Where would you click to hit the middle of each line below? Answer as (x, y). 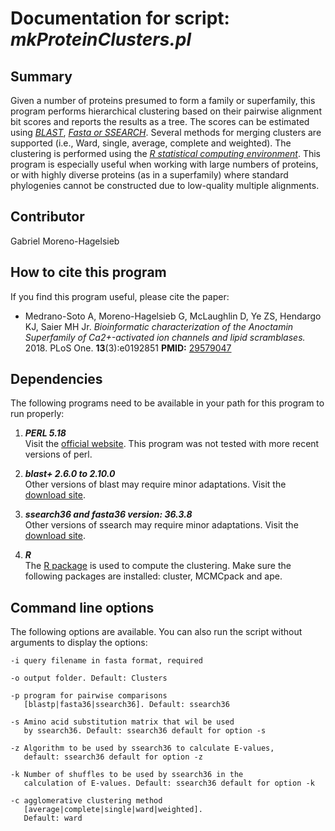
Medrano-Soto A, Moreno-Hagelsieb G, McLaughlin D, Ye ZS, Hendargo (173, 316)
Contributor (47, 217)
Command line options (82, 607)
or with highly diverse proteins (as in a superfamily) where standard (149, 175)
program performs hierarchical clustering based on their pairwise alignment (166, 111)
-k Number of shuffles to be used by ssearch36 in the (127, 775)
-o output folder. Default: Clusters (89, 678)
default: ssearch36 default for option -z (113, 757)
